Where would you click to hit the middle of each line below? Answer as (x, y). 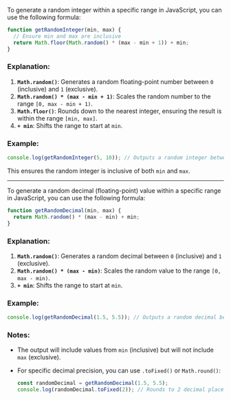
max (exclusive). (39, 357)
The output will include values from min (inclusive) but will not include (115, 350)
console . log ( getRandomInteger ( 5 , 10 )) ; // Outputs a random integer (107, 158)
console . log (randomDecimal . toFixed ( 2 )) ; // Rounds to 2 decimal (111, 390)
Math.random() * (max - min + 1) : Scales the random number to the (114, 96)
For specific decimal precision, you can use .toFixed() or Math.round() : (119, 370)
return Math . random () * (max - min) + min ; (76, 217)
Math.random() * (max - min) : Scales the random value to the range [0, (119, 271)
